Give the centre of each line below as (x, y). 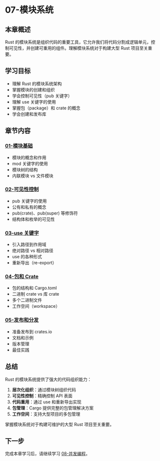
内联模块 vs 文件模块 (32, 176)
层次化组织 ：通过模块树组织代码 (44, 390)
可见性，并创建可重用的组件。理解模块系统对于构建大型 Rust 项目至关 (79, 48)
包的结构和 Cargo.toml (34, 288)
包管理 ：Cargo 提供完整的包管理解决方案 (53, 408)
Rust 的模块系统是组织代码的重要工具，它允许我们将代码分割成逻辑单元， (78, 42)
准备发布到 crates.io (32, 332)
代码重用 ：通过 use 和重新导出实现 (47, 402)
